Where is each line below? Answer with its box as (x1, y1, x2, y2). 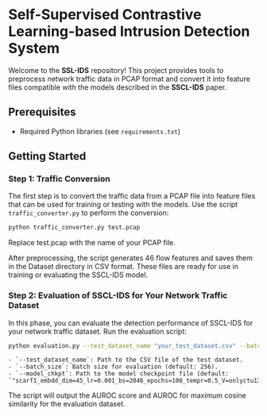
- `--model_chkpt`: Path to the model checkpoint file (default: (8, 370, 229, 378)
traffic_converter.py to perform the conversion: (8, 208, 169, 218)
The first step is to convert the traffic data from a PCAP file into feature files (8, 191, 256, 201)
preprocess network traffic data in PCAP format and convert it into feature (8, 74, 250, 83)
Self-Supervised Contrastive (8, 6, 202, 24)
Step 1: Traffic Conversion (8, 173, 110, 184)
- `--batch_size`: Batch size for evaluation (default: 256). (8, 363, 219, 371)
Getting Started (8, 149, 87, 164)
